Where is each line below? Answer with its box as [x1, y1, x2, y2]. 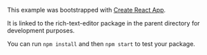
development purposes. [7, 27, 75, 34]
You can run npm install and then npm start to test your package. [7, 40, 195, 47]
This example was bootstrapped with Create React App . [7, 6, 166, 14]
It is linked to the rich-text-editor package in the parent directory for [7, 19, 200, 27]
